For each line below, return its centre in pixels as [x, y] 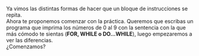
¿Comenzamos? [26, 46]
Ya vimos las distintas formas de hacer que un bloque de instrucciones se [97, 9]
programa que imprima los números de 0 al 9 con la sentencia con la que [96, 27]
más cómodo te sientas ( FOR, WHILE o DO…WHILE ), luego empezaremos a [99, 34]
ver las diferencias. [30, 40]
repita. [14, 15]
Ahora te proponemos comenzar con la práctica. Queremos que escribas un [100, 21]
